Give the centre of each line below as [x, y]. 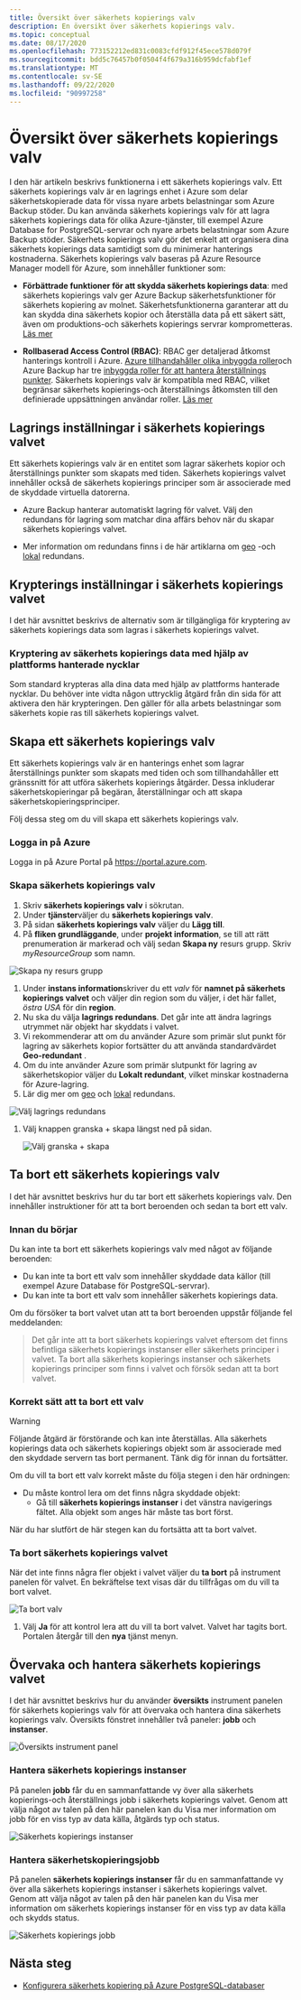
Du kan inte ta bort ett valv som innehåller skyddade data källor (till [146, 1276]
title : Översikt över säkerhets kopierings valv [102, 18]
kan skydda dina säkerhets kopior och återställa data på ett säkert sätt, [154, 315]
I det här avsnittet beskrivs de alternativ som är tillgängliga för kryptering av [150, 620]
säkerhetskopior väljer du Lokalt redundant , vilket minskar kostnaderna [155, 1074]
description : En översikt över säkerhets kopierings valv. [123, 26]
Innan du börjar [44, 1229]
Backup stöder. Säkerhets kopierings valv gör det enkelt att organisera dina [149, 239]
